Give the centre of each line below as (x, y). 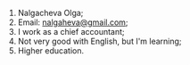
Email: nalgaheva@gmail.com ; (73, 22)
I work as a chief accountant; (71, 32)
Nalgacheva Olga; (50, 13)
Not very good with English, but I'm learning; (99, 41)
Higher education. (51, 51)
